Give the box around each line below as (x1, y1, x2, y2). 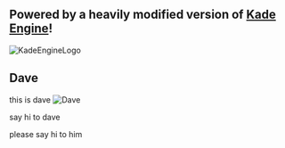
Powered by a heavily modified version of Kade (9, 7, 276, 22)
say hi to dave (9, 111, 61, 122)
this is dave (9, 94, 52, 105)
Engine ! (9, 21, 53, 37)
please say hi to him (9, 128, 83, 139)
